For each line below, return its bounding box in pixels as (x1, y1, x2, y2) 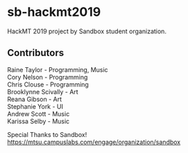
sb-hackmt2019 (7, 4, 101, 20)
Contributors (7, 47, 65, 59)
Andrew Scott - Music (7, 109, 70, 118)
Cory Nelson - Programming (7, 73, 88, 81)
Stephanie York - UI (7, 102, 64, 111)
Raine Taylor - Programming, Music (7, 65, 109, 73)
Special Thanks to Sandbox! (7, 130, 87, 138)
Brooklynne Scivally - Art (7, 87, 78, 96)
